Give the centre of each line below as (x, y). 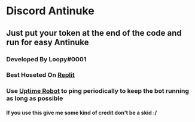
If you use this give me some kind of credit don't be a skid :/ (82, 112)
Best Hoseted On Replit (40, 75)
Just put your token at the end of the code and (94, 33)
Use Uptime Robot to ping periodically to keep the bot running (98, 91)
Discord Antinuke (50, 11)
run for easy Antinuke (48, 42)
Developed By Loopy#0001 (46, 59)
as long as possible (35, 98)
